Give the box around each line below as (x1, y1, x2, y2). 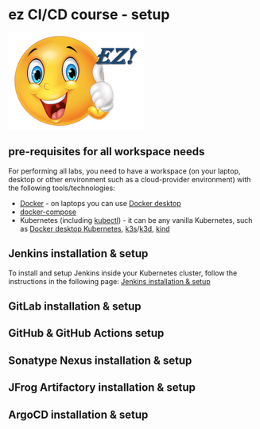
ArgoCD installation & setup (8, 408, 149, 421)
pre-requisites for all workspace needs (8, 145, 205, 158)
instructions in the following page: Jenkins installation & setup (8, 276, 211, 286)
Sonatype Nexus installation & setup (8, 353, 192, 367)
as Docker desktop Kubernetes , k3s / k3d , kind (19, 224, 170, 233)
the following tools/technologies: (8, 183, 115, 193)
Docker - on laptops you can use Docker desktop (19, 198, 181, 208)
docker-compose (19, 207, 77, 216)
